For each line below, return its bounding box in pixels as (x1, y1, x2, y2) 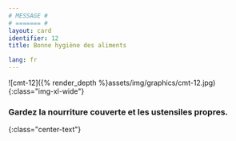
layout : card (8, 26, 52, 34)
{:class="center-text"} (8, 125, 82, 135)
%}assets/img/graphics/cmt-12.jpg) (98, 78, 216, 87)
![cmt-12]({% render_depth (8, 78, 98, 87)
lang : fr (8, 56, 38, 64)
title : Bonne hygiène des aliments (8, 42, 127, 50)
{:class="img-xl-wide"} (8, 87, 85, 96)
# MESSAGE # (8, 11, 48, 20)
